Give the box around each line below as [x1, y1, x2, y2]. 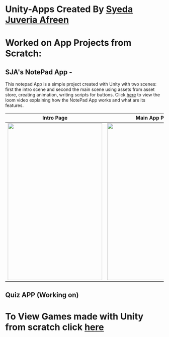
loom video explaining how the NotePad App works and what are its [5, 97, 146, 103]
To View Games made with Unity [5, 310, 144, 322]
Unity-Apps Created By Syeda [5, 4, 133, 15]
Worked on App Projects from [5, 37, 132, 49]
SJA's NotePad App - [5, 68, 72, 76]
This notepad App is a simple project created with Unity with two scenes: [5, 81, 157, 87]
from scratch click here [5, 321, 104, 332]
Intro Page [42, 115, 68, 122]
